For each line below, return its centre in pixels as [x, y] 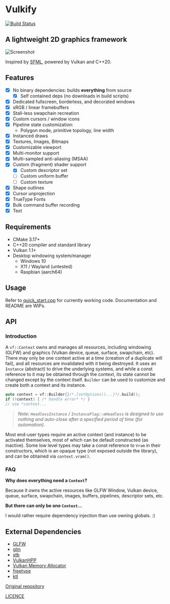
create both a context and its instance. [46, 385]
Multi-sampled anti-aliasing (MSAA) [50, 159]
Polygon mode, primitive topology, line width [67, 130]
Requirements [28, 227]
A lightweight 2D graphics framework [66, 40]
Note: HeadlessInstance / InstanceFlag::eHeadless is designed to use [91, 414]
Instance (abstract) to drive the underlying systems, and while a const [79, 369]
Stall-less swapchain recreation [46, 113]
